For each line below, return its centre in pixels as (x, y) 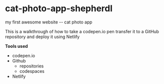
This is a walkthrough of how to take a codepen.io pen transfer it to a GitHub (82, 31)
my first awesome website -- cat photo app (49, 22)
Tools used (17, 46)
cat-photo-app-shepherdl (59, 9)
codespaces (32, 71)
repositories (32, 66)
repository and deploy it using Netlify (42, 37)
